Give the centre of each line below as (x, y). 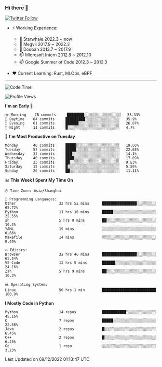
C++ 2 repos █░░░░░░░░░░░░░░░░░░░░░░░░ (81, 338)
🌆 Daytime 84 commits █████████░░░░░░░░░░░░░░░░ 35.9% (71, 119)
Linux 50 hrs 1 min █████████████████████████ (81, 290)
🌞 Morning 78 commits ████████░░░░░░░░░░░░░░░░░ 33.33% (73, 115)
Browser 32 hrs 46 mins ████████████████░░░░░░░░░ (81, 254)
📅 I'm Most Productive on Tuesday (40, 137)
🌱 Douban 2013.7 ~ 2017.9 (45, 49)
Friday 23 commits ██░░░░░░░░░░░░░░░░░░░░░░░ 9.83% (71, 162)
